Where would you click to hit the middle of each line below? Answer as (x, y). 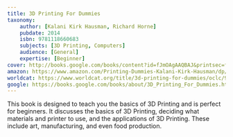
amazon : (18, 71)
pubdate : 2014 (40, 33)
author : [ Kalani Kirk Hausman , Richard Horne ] (88, 26)
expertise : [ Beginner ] (52, 59)
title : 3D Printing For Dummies (54, 13)
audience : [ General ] (49, 53)
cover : (17, 65)
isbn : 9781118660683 (49, 39)
